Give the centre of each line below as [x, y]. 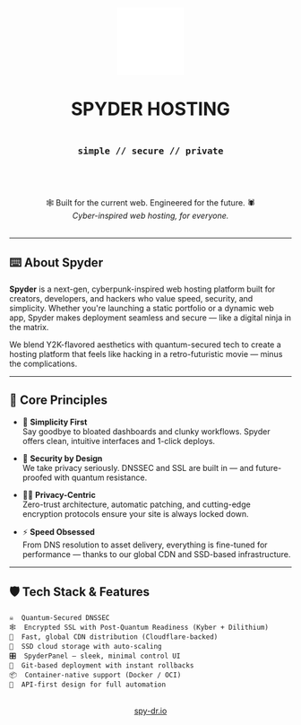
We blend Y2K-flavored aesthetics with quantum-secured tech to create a [146, 345]
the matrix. [29, 327]
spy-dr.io [150, 711]
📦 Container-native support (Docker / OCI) [95, 675]
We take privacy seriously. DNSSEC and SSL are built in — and [138, 467]
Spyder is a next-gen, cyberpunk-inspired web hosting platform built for [142, 289]
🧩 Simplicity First [55, 422]
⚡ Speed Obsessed [59, 531]
